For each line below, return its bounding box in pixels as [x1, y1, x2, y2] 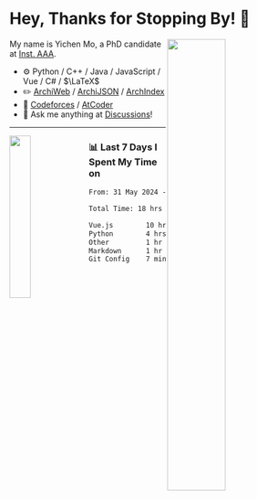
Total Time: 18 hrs [88, 205, 162, 214]
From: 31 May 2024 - [88, 187, 167, 197]
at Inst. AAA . [9, 48, 57, 59]
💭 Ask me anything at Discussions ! [22, 109, 153, 120]
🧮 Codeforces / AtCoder [22, 99, 114, 110]
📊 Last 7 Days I [88, 141, 158, 154]
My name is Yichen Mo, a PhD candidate [9, 38, 162, 49]
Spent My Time [88, 155, 158, 168]
